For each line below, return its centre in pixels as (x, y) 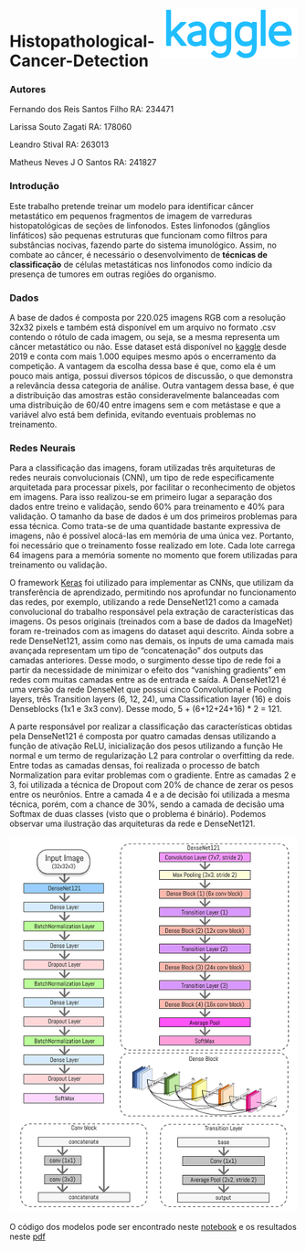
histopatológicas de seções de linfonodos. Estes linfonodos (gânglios (140, 225)
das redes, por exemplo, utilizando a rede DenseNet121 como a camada (144, 602)
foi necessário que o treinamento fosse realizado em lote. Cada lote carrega (153, 546)
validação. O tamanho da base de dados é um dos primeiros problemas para (153, 516)
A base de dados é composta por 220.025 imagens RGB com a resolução (148, 318)
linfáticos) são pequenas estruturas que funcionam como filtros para (138, 235)
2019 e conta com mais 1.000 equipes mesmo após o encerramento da (143, 356)
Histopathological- (82, 42)
